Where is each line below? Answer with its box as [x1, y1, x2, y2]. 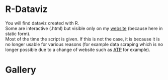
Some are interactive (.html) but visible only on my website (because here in [5, 25, 163, 31]
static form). [5, 30, 31, 36]
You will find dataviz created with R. [5, 20, 79, 26]
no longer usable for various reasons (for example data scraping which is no [5, 41, 163, 47]
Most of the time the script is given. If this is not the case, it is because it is [5, 36, 160, 42]
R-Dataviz [5, 3, 48, 15]
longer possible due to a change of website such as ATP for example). [5, 46, 151, 52]
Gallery [5, 64, 36, 75]
